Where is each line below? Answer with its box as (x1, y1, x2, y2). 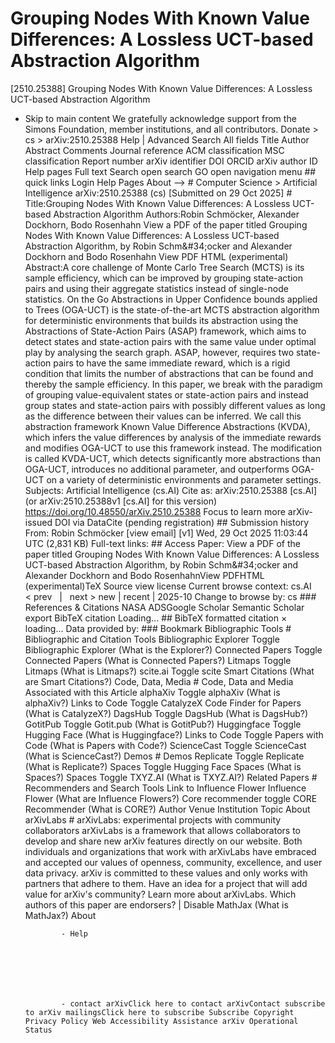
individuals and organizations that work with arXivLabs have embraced (24, 845, 317, 857)
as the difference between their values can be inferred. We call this (24, 410, 302, 422)
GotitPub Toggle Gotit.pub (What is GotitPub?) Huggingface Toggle (24, 718, 302, 730)
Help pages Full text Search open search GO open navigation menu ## (24, 165, 317, 177)
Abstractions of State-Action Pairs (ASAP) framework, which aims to (24, 325, 307, 337)
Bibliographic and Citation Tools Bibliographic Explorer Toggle (24, 633, 280, 645)
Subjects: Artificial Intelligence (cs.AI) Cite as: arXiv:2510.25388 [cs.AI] (24, 484, 318, 496)
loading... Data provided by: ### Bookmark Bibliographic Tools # (24, 622, 292, 634)
